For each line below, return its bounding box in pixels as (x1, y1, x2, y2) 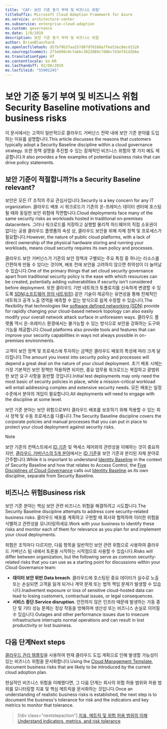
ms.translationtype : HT (5, 54, 55, 59)
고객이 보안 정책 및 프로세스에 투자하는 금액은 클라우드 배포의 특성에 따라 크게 (5, 347, 156, 353)
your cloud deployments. (5, 531, 56, 537)
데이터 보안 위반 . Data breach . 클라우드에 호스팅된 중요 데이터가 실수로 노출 (12, 574, 159, 581)
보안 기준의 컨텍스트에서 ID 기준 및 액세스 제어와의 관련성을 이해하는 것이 (5, 444, 147, 450)
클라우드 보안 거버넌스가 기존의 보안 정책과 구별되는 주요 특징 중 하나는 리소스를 (5, 255, 160, 261)
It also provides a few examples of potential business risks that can (22, 154, 161, 160)
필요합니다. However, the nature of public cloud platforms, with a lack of (5, 234, 151, 240)
